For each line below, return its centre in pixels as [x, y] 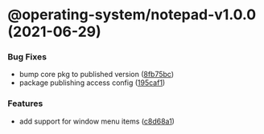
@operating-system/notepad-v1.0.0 [132, 15]
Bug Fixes [27, 57]
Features [25, 104]
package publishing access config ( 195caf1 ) [92, 83]
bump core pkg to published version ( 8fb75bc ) [97, 75]
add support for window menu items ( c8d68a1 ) [97, 121]
